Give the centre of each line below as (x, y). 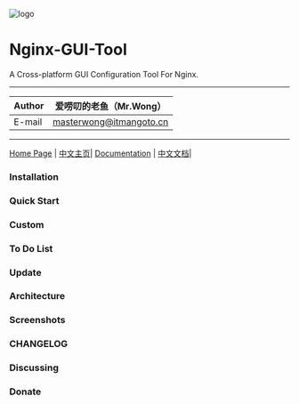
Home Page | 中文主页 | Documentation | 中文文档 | (101, 153)
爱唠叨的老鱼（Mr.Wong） (110, 106)
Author (29, 105)
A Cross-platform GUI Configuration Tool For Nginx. (104, 74)
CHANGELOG (39, 344)
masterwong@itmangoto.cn (111, 122)
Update (25, 272)
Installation (34, 176)
